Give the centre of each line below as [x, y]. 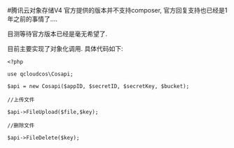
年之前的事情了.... [33, 19]
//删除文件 [21, 126]
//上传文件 [21, 100]
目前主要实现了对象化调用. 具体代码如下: [66, 49]
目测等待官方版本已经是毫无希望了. [57, 34]
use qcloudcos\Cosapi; [40, 74]
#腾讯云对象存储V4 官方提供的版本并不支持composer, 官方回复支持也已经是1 [117, 10]
